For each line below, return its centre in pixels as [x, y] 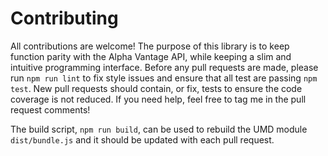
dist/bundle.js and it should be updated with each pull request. [142, 139]
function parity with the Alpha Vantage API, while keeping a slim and [151, 56]
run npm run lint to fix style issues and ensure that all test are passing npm [164, 78]
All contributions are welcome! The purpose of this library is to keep [150, 46]
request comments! [50, 109]
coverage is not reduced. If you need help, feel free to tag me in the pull [158, 99]
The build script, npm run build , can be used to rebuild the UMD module [159, 129]
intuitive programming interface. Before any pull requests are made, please [164, 67]
